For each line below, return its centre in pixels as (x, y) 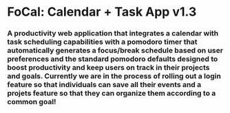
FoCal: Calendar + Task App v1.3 (102, 12)
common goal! (32, 102)
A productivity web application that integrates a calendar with (113, 34)
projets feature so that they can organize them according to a (112, 93)
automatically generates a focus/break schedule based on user (115, 51)
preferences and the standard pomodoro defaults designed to (113, 59)
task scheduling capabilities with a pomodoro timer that (102, 42)
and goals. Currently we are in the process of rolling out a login (114, 76)
